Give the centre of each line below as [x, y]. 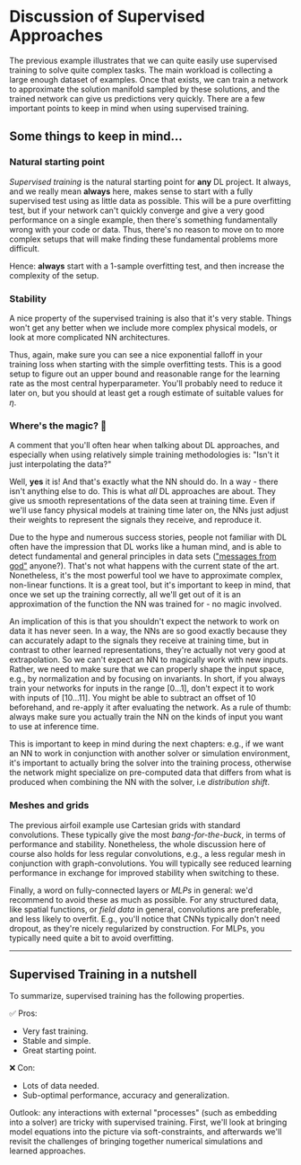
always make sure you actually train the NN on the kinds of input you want [146, 717]
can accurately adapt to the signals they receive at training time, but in [139, 640]
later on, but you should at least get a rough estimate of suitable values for [146, 393]
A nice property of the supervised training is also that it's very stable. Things [150, 318]
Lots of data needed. [61, 1086]
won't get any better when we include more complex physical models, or [143, 327]
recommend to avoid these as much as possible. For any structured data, [144, 899]
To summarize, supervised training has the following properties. [127, 996]
